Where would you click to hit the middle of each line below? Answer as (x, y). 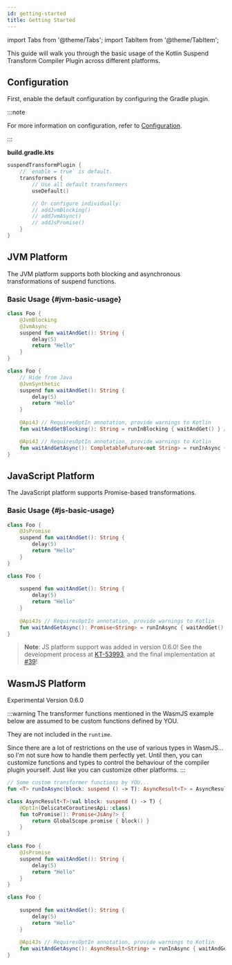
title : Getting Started (41, 20)
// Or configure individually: (77, 204)
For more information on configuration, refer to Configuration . (95, 126)
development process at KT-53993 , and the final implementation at (119, 654)
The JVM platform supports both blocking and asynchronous (94, 273)
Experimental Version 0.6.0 (46, 701)
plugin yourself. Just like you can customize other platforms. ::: (96, 770)
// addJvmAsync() (57, 216)
